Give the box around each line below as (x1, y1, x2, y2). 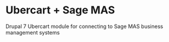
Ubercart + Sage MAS (5, 3, 115, 17)
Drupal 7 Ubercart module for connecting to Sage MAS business (5, 23, 164, 30)
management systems (5, 29, 60, 36)
